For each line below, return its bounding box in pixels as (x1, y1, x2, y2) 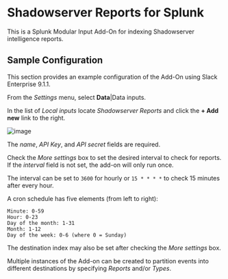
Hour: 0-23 (7, 213, 38, 220)
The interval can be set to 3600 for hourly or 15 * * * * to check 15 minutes (7, 174, 220, 182)
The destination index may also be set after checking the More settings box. (7, 243, 221, 252)
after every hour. (7, 181, 54, 189)
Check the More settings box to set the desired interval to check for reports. (7, 153, 222, 161)
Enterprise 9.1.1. (7, 80, 51, 88)
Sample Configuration (7, 55, 103, 66)
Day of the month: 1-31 (7, 220, 75, 226)
